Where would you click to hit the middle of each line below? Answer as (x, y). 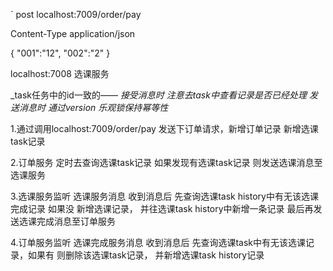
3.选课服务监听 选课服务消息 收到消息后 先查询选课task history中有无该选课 (164, 196)
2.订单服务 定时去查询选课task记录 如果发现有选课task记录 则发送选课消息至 (166, 162)
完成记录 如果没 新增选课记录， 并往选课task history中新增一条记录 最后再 (162, 208)
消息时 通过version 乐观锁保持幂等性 (93, 107)
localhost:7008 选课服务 (60, 73)
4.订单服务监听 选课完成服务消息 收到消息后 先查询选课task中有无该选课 (158, 242)
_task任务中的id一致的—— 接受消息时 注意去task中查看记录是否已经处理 (158, 95)
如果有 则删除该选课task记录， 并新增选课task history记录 (146, 255)
